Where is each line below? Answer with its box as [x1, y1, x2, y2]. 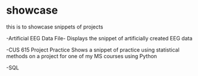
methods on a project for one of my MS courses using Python [6, 52, 158, 59]
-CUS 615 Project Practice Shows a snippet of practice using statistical [6, 46, 180, 53]
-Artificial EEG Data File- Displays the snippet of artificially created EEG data [6, 34, 193, 42]
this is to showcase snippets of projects [6, 23, 103, 30]
